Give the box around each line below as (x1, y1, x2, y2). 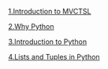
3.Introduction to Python (8, 37, 88, 46)
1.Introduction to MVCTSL (8, 7, 91, 16)
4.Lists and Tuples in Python (8, 53, 100, 61)
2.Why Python (8, 22, 54, 31)
